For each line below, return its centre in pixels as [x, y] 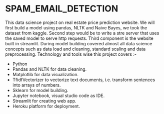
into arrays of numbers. [36, 85]
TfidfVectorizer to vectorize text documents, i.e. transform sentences [84, 80]
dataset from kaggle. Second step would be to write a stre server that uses [82, 33]
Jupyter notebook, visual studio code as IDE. [58, 96]
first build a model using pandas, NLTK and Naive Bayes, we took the [76, 27]
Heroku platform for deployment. [46, 106]
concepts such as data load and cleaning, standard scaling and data [75, 49]
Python [20, 64]
